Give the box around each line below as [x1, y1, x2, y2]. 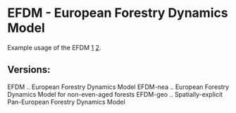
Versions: [7, 64, 51, 76]
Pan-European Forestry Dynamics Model [7, 97, 125, 106]
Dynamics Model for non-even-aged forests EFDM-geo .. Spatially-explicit [7, 90, 223, 98]
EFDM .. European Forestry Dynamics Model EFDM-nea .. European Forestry [7, 83, 230, 91]
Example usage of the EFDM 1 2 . [7, 43, 101, 52]
